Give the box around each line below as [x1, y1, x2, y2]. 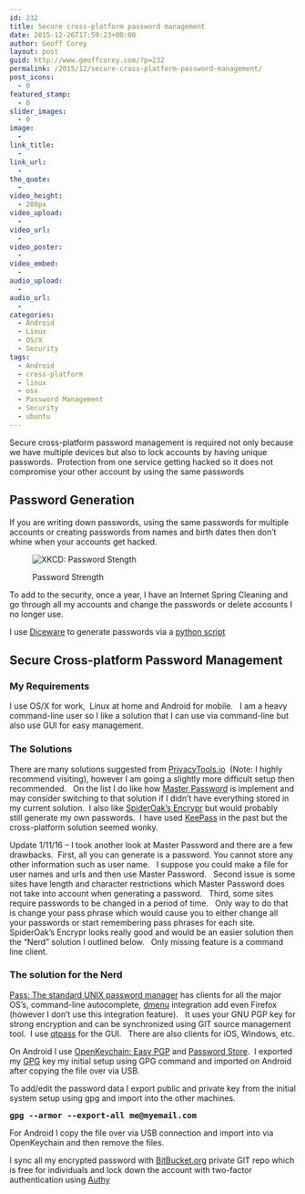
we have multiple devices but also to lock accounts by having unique [9, 446, 268, 457]
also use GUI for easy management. [9, 720, 144, 731]
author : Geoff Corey [9, 38, 88, 48]
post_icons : [9, 73, 55, 82]
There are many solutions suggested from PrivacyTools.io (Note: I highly [9, 763, 283, 774]
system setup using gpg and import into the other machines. [9, 1092, 236, 1104]
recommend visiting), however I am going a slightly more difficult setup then [9, 773, 295, 784]
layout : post [9, 47, 59, 57]
